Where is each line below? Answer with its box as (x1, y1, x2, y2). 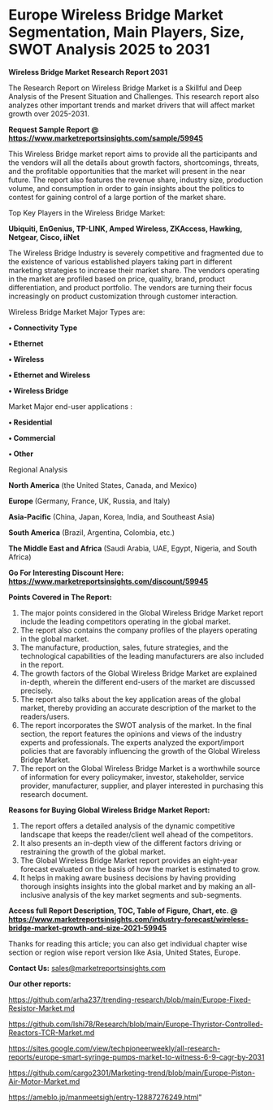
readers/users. (19, 712, 70, 721)
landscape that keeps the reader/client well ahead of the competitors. (19, 829, 253, 839)
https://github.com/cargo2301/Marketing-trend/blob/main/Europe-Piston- (8, 1068, 256, 1077)
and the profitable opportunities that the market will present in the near (8, 166, 245, 176)
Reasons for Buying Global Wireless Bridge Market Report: (8, 805, 210, 815)
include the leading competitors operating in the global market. (19, 616, 232, 626)
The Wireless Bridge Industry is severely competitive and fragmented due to (8, 248, 264, 258)
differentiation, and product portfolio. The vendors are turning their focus (8, 282, 253, 292)
